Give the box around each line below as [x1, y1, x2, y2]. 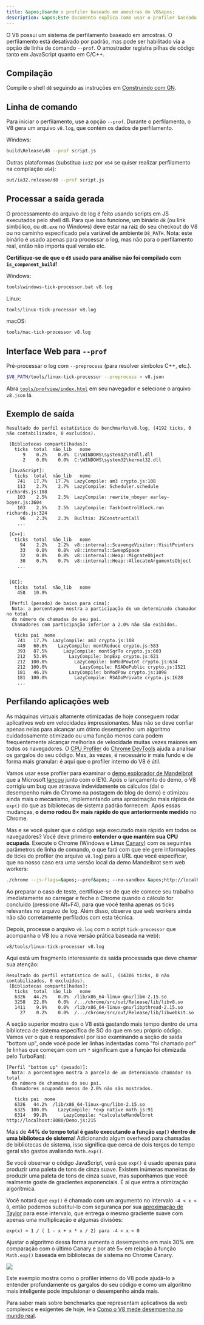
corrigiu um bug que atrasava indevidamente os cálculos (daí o [6, 782, 164, 790]
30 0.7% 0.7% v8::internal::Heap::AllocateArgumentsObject [19, 558, 191, 564]
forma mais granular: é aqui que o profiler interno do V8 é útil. [6, 757, 161, 765]
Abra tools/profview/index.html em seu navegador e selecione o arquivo [6, 385, 191, 392]
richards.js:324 [6, 510, 47, 516]
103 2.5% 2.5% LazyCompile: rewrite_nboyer [17, 494, 148, 500]
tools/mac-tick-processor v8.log [6, 329, 91, 336]
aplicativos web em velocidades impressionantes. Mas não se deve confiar [6, 719, 194, 726]
